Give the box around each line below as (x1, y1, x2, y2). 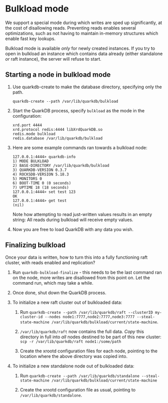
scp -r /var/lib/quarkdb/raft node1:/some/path (20, 339, 121, 344)
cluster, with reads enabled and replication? (5, 259, 95, 266)
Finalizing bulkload (5, 241, 66, 250)
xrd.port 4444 (12, 122, 42, 128)
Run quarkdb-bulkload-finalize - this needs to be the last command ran (12, 269, 162, 275)
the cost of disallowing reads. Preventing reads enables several (5, 25, 136, 31)
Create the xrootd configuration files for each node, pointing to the (20, 348, 158, 354)
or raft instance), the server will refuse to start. (5, 56, 102, 62)
